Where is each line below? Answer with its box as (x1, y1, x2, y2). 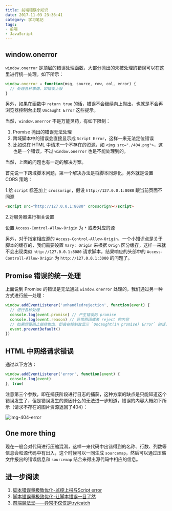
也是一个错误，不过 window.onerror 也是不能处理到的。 (12, 148, 128, 154)
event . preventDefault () (10, 326, 60, 331)
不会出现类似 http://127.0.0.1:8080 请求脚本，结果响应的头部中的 (5, 248, 146, 254)
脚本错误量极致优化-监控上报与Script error (12, 487, 102, 493)
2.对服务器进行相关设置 (5, 214, 55, 220)
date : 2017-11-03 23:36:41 (5, 12, 63, 17)
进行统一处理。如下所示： (9, 71, 64, 77)
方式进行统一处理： (5, 292, 46, 299)
